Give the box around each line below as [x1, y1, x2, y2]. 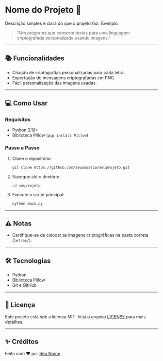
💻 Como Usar [5, 99, 48, 107]
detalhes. [5, 319, 24, 325]
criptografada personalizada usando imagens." [16, 35, 111, 41]
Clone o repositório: [12, 155, 52, 161]
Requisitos [5, 116, 31, 123]
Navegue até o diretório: [12, 173, 61, 179]
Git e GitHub [12, 282, 37, 288]
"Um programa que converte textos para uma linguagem [16, 30, 130, 35]
